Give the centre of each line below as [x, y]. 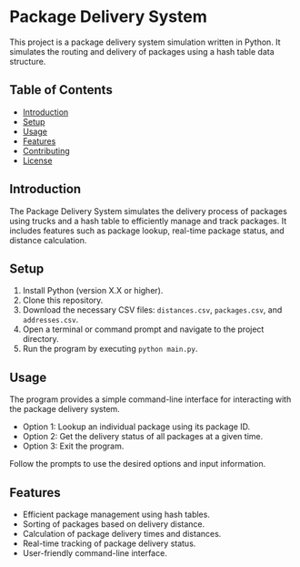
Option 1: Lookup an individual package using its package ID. [136, 427]
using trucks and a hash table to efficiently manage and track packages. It [148, 221]
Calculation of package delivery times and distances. [122, 534]
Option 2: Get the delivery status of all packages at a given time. [143, 437]
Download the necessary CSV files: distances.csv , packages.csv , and [152, 310]
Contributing [46, 150]
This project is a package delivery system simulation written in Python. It [145, 42]
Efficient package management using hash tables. [116, 514]
